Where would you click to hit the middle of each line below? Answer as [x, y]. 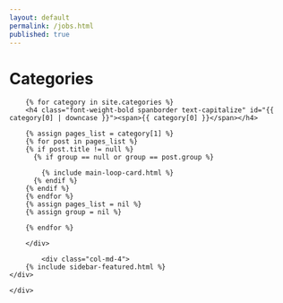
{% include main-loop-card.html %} [108, 173]
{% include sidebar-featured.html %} [96, 267]
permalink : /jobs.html [51, 26]
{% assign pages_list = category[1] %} [100, 134]
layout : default [39, 17]
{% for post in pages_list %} [82, 142]
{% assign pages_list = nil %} [84, 204]
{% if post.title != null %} [80, 150]
